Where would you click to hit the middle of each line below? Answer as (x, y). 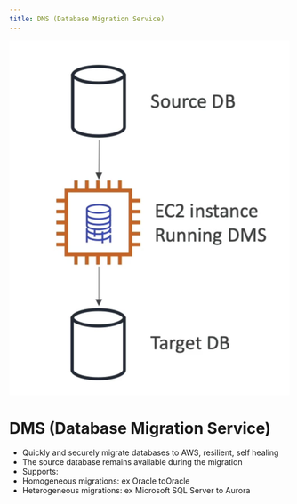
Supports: (40, 472)
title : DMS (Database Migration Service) (87, 19)
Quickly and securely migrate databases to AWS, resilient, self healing (150, 452)
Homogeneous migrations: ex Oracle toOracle (106, 481)
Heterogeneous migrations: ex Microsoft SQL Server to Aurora (136, 491)
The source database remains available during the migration (132, 462)
